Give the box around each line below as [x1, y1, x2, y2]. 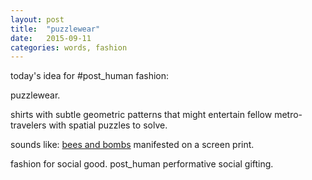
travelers [10, 119, 47, 131]
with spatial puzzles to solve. [48, 119, 168, 131]
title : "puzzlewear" [10, 24, 101, 34]
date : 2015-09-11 [10, 33, 92, 43]
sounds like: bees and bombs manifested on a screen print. [10, 139, 255, 151]
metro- [274, 109, 303, 121]
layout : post [10, 14, 65, 25]
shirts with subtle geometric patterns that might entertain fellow [10, 109, 273, 121]
